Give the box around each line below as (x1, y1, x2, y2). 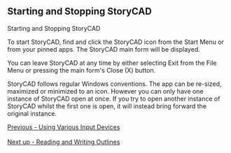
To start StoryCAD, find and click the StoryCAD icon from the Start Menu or (7, 38, 224, 46)
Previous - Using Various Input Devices (7, 122, 120, 131)
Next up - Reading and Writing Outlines (7, 138, 120, 146)
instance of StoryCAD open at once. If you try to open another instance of (7, 94, 220, 103)
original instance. (7, 109, 57, 117)
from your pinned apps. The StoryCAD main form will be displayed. (7, 45, 201, 53)
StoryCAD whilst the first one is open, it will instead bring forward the (7, 101, 207, 110)
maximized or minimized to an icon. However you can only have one (7, 87, 204, 95)
